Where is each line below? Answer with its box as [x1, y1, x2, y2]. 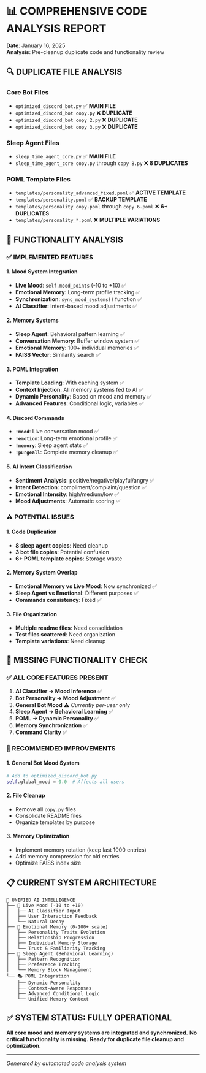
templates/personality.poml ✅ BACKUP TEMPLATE [15, 196, 147, 204]
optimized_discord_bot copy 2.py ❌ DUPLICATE [15, 116, 138, 123]
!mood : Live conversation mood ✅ [15, 428, 99, 435]
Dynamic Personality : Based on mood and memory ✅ [15, 393, 152, 400]
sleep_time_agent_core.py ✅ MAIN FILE [15, 152, 116, 159]
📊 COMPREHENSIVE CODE [6, 4, 147, 18]
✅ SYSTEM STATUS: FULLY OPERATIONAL [6, 1012, 172, 1023]
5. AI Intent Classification [6, 463, 72, 470]
